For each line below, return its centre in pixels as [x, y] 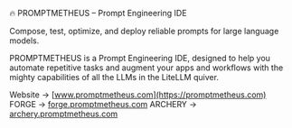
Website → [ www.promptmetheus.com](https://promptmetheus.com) [138, 95]
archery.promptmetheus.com [64, 114]
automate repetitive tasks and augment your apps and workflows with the [146, 68]
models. [24, 41]
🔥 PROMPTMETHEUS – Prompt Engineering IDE [98, 13]
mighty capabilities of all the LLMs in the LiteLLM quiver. [114, 77]
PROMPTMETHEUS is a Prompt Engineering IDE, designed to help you [140, 58]
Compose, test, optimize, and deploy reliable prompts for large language [144, 31]
